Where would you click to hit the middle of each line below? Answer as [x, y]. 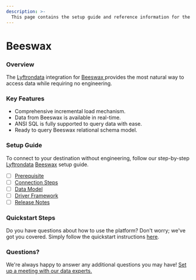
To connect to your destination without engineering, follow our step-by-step [98, 158]
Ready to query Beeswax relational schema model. [76, 130]
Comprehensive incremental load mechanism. [70, 112]
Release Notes [32, 202]
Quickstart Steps [31, 218]
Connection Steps [36, 182]
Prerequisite [29, 176]
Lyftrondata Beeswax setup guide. [48, 164]
